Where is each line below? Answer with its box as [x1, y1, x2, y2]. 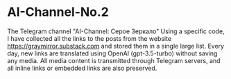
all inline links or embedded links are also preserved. [7, 64, 157, 72]
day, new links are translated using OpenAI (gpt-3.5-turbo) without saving [7, 49, 218, 58]
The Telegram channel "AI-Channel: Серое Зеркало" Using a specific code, [7, 27, 225, 35]
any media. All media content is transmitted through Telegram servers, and [7, 56, 221, 64]
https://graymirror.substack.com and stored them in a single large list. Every [7, 42, 224, 50]
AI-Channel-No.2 [7, 4, 109, 20]
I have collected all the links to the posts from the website [7, 34, 172, 42]
